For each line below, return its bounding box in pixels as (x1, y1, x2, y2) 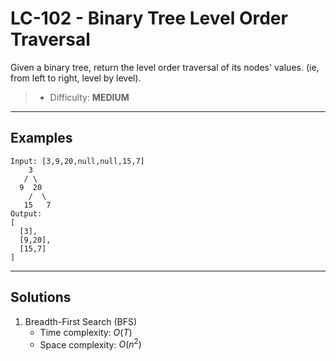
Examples (10, 130, 73, 147)
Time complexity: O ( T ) (39, 326, 133, 338)
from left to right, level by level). (10, 72, 142, 84)
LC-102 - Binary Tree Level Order (10, 7, 288, 30)
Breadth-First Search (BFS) (24, 315, 138, 327)
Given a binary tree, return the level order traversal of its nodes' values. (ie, (10, 61, 320, 73)
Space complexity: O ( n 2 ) (39, 337, 142, 351)
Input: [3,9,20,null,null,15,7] (10, 156, 145, 166)
